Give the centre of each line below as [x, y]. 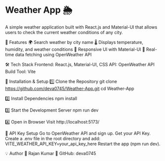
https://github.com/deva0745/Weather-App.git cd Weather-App [70, 88]
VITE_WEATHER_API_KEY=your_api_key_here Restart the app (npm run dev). [83, 144]
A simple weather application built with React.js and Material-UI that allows [81, 27]
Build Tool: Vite [21, 71]
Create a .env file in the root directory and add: [53, 138]
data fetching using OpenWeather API [53, 54]
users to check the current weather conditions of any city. [64, 32]
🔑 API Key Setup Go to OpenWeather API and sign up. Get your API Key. [78, 133]
